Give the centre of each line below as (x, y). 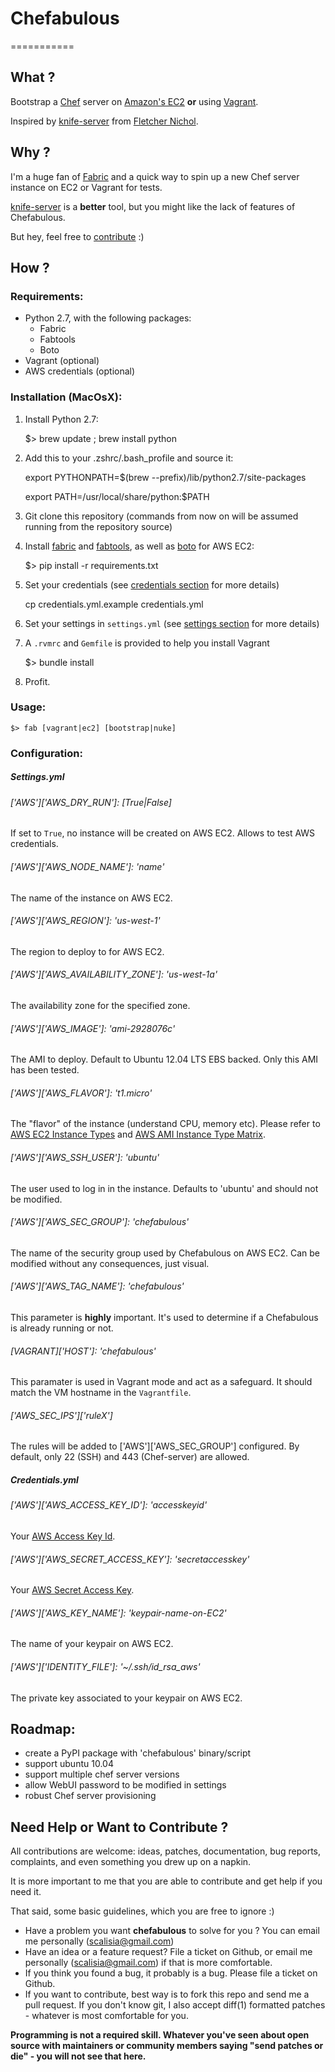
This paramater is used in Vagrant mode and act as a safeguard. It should (161, 1382)
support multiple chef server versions (102, 1774)
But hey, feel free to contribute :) (77, 236)
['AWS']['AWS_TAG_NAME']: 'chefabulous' (97, 1286)
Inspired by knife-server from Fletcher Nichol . (104, 121)
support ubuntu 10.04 (69, 1764)
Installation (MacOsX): (66, 397)
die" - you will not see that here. (78, 2056)
